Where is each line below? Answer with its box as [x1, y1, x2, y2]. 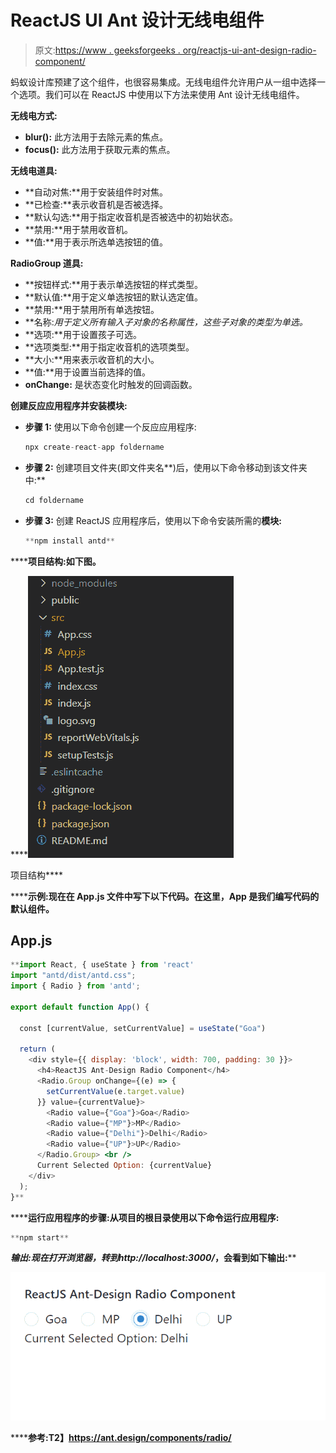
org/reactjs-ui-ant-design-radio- [182, 44, 317, 56]
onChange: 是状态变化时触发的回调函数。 [24, 378, 198, 390]
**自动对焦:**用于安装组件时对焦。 [24, 186, 168, 198]
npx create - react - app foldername [24, 442, 165, 452]
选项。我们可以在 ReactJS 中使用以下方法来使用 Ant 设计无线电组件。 [18, 88, 305, 100]
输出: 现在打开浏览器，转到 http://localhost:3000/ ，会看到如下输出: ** [10, 1252, 297, 1264]
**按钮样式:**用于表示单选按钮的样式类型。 [24, 278, 203, 290]
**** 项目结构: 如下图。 [10, 555, 102, 567]
